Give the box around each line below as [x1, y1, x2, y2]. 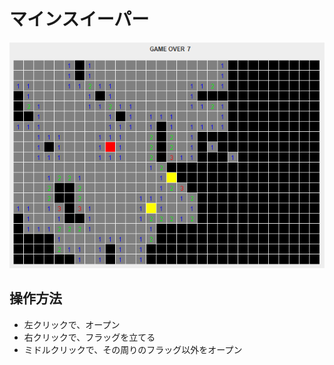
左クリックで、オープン [23, 318, 121, 330]
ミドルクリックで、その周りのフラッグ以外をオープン [23, 343, 243, 355]
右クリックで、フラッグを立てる [23, 331, 156, 343]
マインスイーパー [9, 8, 150, 31]
